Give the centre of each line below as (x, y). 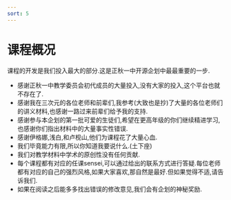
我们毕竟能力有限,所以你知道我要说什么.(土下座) (85, 145)
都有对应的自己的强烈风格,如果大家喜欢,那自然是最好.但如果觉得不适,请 (117, 172)
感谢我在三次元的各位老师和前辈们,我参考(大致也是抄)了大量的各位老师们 (120, 102)
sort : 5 (18, 13)
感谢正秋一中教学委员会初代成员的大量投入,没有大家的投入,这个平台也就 (119, 85)
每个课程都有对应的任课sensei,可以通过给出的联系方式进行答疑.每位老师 (119, 163)
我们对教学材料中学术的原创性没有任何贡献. (78, 154)
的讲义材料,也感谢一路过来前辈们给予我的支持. (82, 111)
